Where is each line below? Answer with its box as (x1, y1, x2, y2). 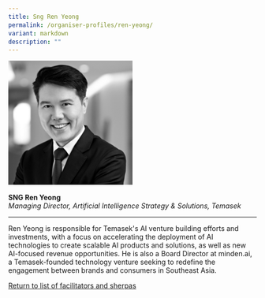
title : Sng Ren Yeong (8, 13, 80, 20)
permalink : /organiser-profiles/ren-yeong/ (8, 20, 154, 29)
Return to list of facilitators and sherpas (8, 281, 136, 291)
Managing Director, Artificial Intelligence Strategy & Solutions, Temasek (8, 201, 242, 210)
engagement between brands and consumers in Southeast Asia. (8, 266, 217, 275)
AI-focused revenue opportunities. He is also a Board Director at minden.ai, (8, 249, 252, 259)
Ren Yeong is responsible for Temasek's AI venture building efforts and (8, 224, 239, 233)
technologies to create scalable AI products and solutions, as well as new (8, 240, 247, 250)
